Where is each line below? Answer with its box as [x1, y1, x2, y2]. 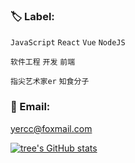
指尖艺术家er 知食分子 [10, 77, 90, 87]
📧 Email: [10, 100, 51, 114]
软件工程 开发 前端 [10, 57, 76, 68]
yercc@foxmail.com [10, 122, 93, 134]
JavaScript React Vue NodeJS [10, 38, 126, 48]
